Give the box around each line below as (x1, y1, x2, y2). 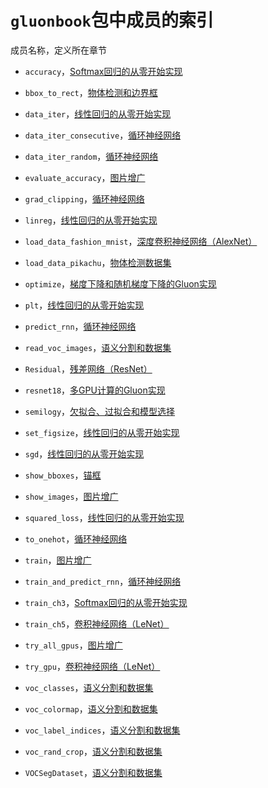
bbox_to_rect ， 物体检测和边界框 (24, 86, 158, 98)
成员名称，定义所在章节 (10, 44, 107, 56)
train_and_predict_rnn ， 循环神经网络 (24, 575, 182, 587)
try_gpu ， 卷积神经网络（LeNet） (24, 660, 161, 672)
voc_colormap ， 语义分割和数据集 (24, 702, 158, 715)
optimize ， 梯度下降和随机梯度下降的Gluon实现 (24, 277, 217, 290)
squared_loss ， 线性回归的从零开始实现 (24, 511, 185, 523)
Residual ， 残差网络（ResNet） (24, 362, 153, 375)
